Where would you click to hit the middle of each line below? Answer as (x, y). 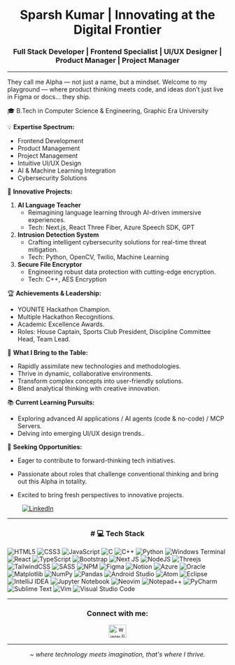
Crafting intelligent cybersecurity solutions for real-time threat (117, 242)
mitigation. (43, 250)
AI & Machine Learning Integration (66, 170)
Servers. (29, 426)
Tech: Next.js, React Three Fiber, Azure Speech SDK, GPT (111, 228)
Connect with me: (117, 613)
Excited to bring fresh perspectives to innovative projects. (100, 495)
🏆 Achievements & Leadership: (54, 293)
